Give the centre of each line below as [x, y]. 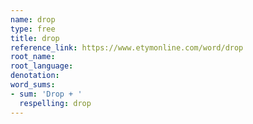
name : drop [33, 19]
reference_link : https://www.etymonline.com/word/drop [127, 47]
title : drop [35, 38]
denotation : [35, 76]
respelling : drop [55, 103]
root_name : [33, 57]
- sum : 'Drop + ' [46, 94]
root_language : [42, 66]
